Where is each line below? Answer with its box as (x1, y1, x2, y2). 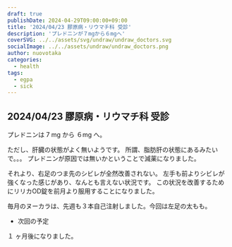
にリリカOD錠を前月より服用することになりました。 (7, 187, 159, 195)
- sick (13, 83, 33, 90)
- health (13, 63, 39, 70)
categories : (7, 56, 42, 64)
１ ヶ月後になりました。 (7, 232, 78, 241)
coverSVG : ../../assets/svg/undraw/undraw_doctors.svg (7, 37, 172, 44)
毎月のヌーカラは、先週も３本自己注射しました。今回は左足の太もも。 (7, 202, 212, 210)
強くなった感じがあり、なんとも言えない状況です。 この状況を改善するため (7, 178, 224, 187)
